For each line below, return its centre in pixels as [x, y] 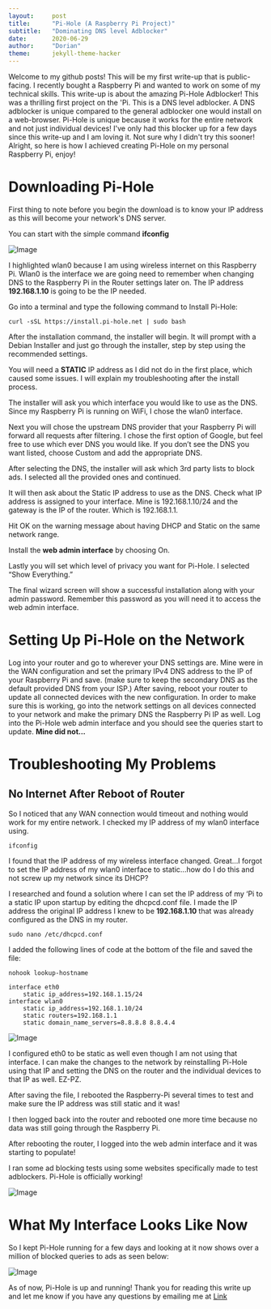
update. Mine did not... [47, 732]
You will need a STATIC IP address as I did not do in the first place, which [131, 369]
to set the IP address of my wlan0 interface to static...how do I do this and [131, 869]
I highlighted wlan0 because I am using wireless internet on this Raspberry [133, 265]
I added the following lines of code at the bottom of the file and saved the [131, 949]
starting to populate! [42, 1152]
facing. [20, 85]
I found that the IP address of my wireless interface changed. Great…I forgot [135, 861]
